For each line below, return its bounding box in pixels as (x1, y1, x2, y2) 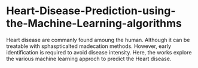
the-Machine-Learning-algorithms (6, 17, 182, 30)
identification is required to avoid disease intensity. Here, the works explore (6, 48, 192, 56)
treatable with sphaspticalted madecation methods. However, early (6, 43, 172, 50)
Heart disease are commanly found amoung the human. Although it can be (6, 36, 190, 43)
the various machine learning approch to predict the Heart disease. (6, 55, 172, 62)
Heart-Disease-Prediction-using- (6, 4, 176, 18)
